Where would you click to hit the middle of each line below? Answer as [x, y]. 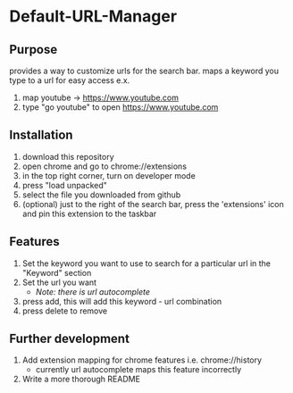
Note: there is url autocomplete [92, 291]
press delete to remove [65, 311]
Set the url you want [59, 282]
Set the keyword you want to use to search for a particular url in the [146, 263]
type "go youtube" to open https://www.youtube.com [120, 107]
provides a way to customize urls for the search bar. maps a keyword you [144, 71]
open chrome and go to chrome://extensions [105, 166]
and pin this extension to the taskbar [89, 213]
